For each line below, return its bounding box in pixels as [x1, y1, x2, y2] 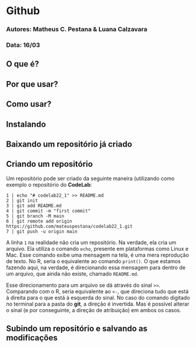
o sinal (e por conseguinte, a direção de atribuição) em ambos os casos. [6, 306, 181, 313]
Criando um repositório [6, 159, 93, 169]
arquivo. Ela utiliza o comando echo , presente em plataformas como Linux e [6, 245, 189, 252]
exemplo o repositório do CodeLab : [6, 181, 92, 188]
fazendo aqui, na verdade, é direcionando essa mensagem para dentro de [6, 264, 186, 271]
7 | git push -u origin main [6, 228, 78, 234]
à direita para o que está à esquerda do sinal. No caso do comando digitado [6, 294, 190, 301]
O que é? [6, 59, 39, 69]
